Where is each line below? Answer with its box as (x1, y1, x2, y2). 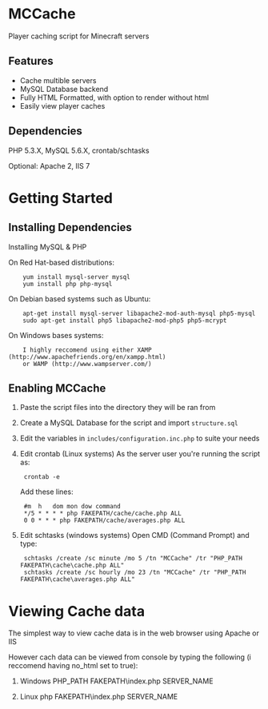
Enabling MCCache (8, 381, 106, 395)
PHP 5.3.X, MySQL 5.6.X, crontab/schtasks (8, 145, 150, 155)
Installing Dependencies (8, 221, 132, 234)
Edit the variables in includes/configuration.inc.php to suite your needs (19, 433, 260, 444)
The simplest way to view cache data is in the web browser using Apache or (8, 628, 260, 638)
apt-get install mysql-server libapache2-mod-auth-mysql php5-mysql (22, 309, 256, 317)
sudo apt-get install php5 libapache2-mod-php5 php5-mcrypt (22, 317, 227, 325)
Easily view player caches (19, 101, 106, 110)
